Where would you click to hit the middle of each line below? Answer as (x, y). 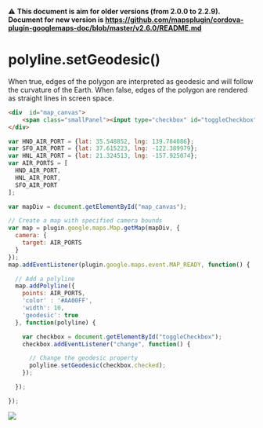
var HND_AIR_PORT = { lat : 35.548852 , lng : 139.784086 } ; (101, 141)
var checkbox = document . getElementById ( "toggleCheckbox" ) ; (122, 337)
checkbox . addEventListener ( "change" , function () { (106, 344)
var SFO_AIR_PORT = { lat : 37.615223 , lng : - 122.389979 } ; (103, 148)
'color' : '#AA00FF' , (57, 301)
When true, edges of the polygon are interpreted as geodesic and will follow (131, 81)
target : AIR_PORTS (52, 243)
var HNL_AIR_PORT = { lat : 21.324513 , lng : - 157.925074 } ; (103, 156)
